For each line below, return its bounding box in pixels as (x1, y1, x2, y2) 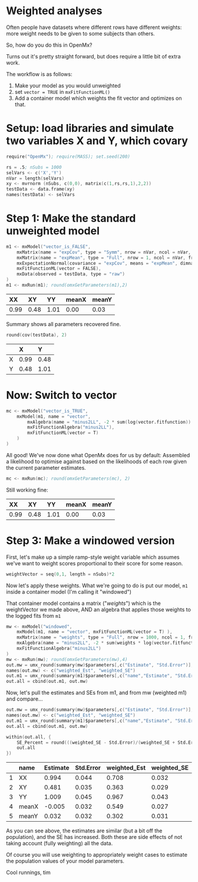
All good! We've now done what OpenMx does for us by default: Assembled (6, 451, 190, 458)
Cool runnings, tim (6, 869, 51, 876)
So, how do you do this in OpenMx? (6, 41, 93, 48)
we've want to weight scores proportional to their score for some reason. (6, 559, 183, 567)
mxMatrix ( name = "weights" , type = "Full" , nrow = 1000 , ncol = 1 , (16, 634, 186, 640)
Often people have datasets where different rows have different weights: (6, 24, 182, 31)
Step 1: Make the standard (6, 211, 136, 225)
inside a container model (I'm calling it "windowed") (6, 588, 131, 595)
